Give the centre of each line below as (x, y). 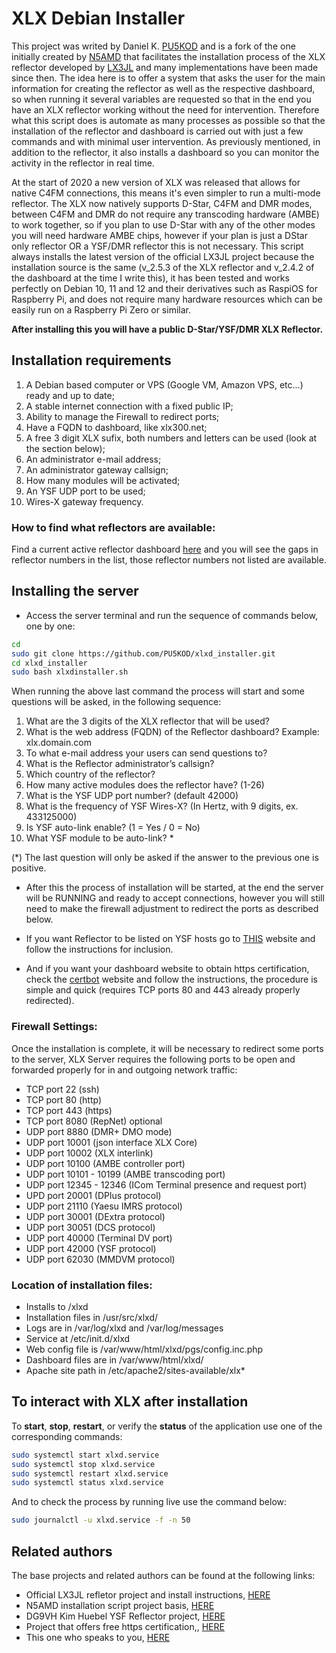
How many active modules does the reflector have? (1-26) (145, 785)
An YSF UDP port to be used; (85, 491)
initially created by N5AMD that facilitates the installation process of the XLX (168, 56)
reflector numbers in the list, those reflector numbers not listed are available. (169, 560)
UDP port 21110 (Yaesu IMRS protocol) (104, 1206)
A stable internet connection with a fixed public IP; (129, 406)
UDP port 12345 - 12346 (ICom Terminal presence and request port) (166, 1184)
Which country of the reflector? (90, 774)
